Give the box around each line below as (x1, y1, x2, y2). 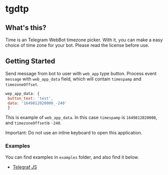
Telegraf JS (12, 164, 37, 170)
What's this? (5, 23, 47, 32)
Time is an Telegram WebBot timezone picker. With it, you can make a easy (5, 37, 163, 43)
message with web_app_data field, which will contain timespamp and (5, 76, 142, 82)
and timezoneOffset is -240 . (5, 120, 62, 126)
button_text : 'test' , (7, 96, 53, 101)
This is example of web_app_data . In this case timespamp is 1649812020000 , (5, 114, 158, 121)
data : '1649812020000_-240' (7, 100, 67, 106)
